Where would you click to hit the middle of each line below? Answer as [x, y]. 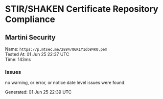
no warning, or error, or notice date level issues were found [65, 83]
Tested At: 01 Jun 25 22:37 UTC [37, 54]
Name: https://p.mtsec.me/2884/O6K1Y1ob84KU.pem [56, 49]
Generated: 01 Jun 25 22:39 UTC [38, 92]
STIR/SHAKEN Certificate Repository [82, 9]
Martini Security [30, 37]
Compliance [30, 19]
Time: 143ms [18, 59]
